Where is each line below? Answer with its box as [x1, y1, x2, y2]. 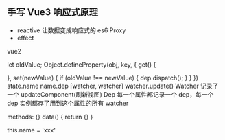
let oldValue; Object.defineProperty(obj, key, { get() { [7, 60, 156, 69]
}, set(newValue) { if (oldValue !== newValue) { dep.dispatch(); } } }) [7, 73, 199, 82]
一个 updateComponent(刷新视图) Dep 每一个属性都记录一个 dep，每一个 [7, 90, 214, 98]
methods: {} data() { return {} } [7, 113, 94, 121]
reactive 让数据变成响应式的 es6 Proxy [16, 26, 126, 34]
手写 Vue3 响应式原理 [7, 6, 98, 19]
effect [16, 34, 34, 42]
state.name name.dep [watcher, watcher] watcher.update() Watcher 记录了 [7, 82, 219, 90]
